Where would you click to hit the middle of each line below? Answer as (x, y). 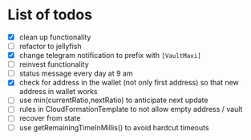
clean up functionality (55, 37)
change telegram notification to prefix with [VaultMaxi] (110, 56)
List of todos (50, 15)
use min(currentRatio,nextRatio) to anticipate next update (113, 100)
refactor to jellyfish (50, 46)
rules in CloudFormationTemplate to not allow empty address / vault (131, 109)
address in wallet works (58, 92)
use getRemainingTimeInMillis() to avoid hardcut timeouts (114, 127)
